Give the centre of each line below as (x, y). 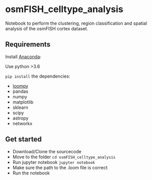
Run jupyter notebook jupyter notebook (54, 162)
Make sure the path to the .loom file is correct (60, 167)
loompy (20, 86)
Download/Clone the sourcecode (47, 151)
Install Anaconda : (23, 56)
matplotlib (23, 102)
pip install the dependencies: (38, 76)
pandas (20, 91)
